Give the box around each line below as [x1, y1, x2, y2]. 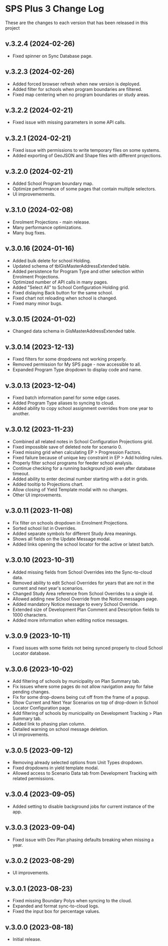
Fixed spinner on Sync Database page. [12, 53, 93, 59]
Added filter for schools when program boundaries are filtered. [12, 86, 142, 92]
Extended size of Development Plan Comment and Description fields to [12, 606, 159, 612]
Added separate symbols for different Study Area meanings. [12, 531, 137, 537]
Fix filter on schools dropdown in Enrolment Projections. [12, 519, 129, 525]
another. [12, 410, 30, 417]
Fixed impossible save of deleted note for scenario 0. [12, 444, 122, 450]
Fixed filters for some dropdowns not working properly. [12, 356, 127, 362]
